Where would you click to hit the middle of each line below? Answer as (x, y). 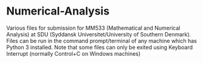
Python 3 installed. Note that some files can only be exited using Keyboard (100, 47)
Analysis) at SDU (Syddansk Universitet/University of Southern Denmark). (99, 34)
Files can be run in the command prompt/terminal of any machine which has (102, 41)
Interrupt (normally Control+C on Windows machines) (74, 53)
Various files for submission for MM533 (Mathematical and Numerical (93, 28)
